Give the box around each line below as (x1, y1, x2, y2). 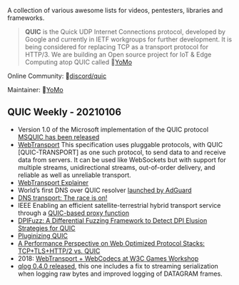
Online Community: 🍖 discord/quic (7, 71, 107, 80)
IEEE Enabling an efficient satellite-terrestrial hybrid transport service (17, 201, 221, 209)
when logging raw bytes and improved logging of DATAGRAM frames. (17, 269, 223, 278)
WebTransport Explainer (17, 178, 89, 186)
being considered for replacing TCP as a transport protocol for (24, 43, 209, 51)
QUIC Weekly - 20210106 (7, 106, 122, 119)
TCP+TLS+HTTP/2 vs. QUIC (17, 246, 101, 255)
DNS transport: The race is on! (17, 193, 108, 202)
